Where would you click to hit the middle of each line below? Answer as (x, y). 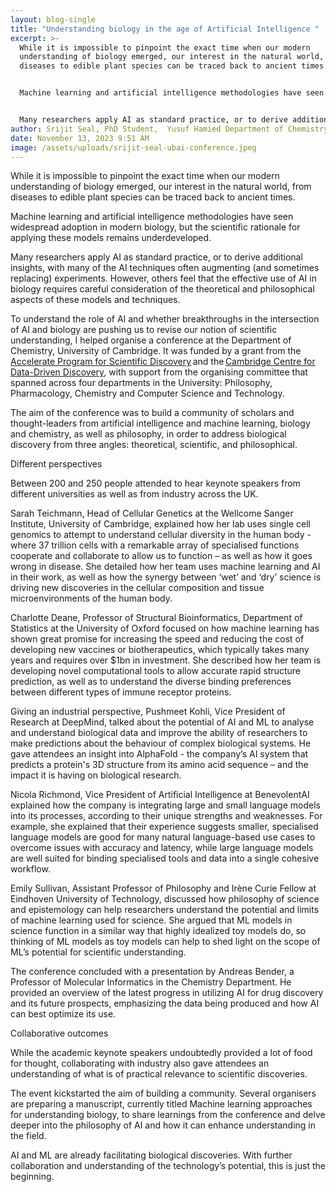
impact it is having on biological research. (96, 775)
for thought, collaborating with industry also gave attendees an (140, 1063)
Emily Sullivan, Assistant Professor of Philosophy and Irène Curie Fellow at (163, 888)
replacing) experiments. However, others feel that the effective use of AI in (163, 278)
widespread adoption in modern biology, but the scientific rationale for (155, 227)
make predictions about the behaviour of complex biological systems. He (161, 743)
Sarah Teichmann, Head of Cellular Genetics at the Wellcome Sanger (152, 513)
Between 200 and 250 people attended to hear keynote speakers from (155, 483)
